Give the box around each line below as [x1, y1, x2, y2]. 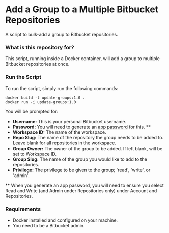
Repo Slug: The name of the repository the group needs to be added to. [12, 134, 164, 140]
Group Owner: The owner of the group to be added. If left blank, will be [12, 145, 163, 151]
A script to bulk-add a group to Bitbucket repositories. [5, 31, 118, 37]
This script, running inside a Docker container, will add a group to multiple [5, 55, 160, 62]
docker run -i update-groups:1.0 [5, 99, 76, 105]
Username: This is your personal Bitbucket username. [12, 118, 127, 124]
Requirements [5, 206, 41, 213]
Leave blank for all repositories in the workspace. [12, 140, 116, 146]
